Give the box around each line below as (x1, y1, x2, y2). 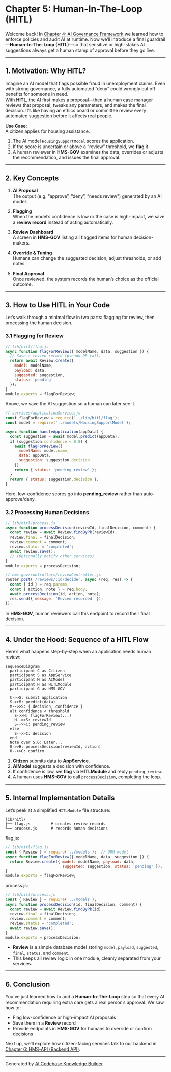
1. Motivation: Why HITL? (5, 67, 87, 76)
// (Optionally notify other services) (10, 553, 95, 559)
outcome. (12, 281, 33, 287)
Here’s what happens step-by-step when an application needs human (5, 649, 152, 655)
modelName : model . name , (18, 448, 70, 453)
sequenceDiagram (5, 664, 40, 669)
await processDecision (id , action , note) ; (10, 591, 101, 596)
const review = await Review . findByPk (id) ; (10, 907, 103, 912)
